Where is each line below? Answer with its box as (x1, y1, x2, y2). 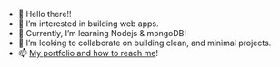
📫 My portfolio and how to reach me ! (17, 48, 159, 58)
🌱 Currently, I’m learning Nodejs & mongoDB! (17, 28, 187, 38)
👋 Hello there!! (17, 9, 72, 19)
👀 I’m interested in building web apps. (17, 18, 159, 29)
